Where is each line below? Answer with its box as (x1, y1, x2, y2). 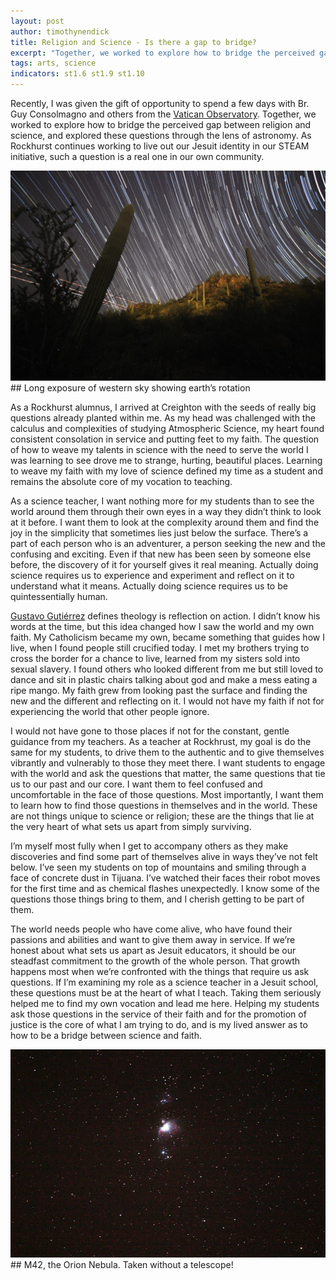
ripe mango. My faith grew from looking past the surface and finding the (10, 684, 308, 696)
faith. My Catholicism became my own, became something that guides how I (10, 631, 325, 643)
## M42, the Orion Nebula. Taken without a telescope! (10, 1259, 234, 1271)
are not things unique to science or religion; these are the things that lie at (10, 810, 315, 822)
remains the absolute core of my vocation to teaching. (10, 475, 233, 487)
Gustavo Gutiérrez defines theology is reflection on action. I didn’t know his (10, 610, 321, 622)
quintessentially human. (10, 590, 108, 602)
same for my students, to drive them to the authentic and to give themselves (10, 746, 325, 758)
